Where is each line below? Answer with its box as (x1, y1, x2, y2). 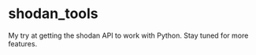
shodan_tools (8, 5, 98, 23)
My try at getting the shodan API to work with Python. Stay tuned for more (8, 31, 249, 40)
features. (8, 38, 38, 48)
